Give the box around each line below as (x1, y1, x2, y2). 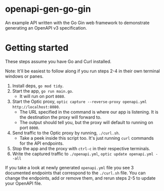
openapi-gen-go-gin (5, 3, 91, 15)
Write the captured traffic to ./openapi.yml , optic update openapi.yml (12, 151, 154, 157)
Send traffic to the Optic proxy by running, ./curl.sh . (12, 129, 120, 136)
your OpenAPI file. (5, 180, 42, 186)
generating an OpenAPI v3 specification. (5, 25, 87, 31)
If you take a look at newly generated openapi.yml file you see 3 (5, 164, 134, 170)
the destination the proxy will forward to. (19, 114, 102, 120)
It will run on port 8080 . (19, 93, 65, 99)
